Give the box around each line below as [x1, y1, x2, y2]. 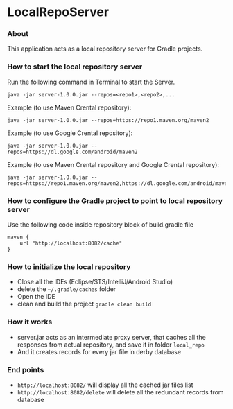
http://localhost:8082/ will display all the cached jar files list [17, 381, 193, 389]
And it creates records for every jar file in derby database [17, 347, 182, 356]
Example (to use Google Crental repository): [7, 129, 133, 137]
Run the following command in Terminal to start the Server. [7, 78, 175, 86]
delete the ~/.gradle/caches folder [17, 285, 116, 293]
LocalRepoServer [7, 4, 110, 20]
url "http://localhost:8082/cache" [19, 240, 123, 247]
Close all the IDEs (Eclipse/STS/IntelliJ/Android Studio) [17, 278, 173, 286]
